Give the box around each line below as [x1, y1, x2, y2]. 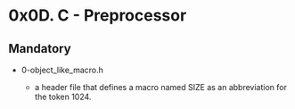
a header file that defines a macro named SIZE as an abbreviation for [34, 82, 287, 92]
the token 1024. [34, 91, 92, 102]
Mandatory [8, 41, 72, 56]
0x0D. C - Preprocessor [8, 5, 187, 26]
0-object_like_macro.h [20, 64, 104, 75]
